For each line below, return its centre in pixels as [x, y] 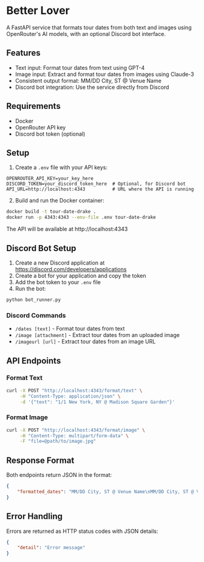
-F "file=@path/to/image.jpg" [58, 442]
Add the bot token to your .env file [58, 282]
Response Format [40, 460]
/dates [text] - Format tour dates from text [70, 328]
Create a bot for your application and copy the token [80, 276]
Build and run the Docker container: [59, 201]
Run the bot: [30, 288]
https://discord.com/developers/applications [71, 269]
